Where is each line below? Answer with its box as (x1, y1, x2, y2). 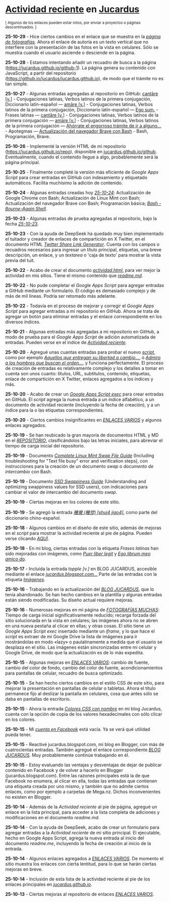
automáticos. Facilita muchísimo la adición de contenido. (5, 180, 123, 186)
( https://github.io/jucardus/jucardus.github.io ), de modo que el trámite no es (5, 75, 164, 81)
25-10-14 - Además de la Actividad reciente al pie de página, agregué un (5, 804, 157, 810)
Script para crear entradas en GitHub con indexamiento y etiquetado (5, 174, 148, 180)
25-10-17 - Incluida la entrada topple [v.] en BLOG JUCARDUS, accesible (5, 566, 157, 572)
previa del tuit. (5, 257, 35, 263)
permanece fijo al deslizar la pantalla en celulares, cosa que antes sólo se (5, 690, 158, 697)
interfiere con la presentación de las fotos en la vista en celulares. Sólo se (5, 44, 159, 50)
